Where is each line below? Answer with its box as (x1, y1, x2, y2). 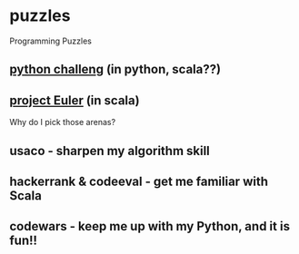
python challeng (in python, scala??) (9, 62, 221, 77)
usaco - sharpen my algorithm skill (9, 142, 211, 159)
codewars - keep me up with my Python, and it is (9, 219, 291, 234)
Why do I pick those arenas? (9, 117, 116, 128)
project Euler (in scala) (9, 93, 140, 108)
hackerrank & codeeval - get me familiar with (9, 173, 269, 189)
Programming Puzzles (9, 35, 93, 46)
